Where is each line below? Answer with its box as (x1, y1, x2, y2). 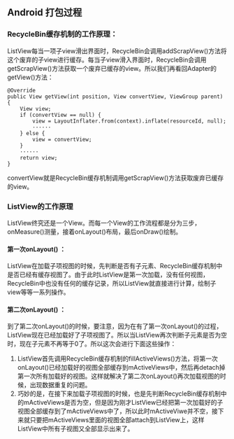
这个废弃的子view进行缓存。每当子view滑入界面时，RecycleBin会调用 (7, 55, 207, 64)
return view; (20, 154, 58, 161)
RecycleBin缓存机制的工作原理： (7, 29, 118, 39)
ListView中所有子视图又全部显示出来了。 (17, 424, 134, 433)
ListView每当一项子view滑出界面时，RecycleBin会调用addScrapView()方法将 (7, 46, 227, 55)
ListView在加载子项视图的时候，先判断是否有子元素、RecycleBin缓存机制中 (7, 262, 223, 270)
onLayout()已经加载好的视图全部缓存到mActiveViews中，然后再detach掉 (17, 363, 226, 372)
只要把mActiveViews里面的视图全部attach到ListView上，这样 (29, 416, 205, 424)
